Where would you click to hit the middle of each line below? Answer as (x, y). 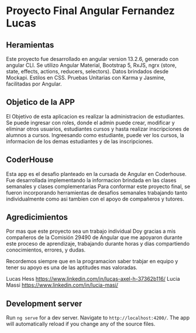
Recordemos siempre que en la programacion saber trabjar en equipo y (92, 261)
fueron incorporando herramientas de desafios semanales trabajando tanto (97, 192)
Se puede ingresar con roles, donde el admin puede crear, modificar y (90, 123)
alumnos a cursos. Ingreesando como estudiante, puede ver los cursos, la (95, 135)
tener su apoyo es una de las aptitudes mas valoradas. (72, 267)
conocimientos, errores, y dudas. (46, 250)
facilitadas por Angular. (34, 84)
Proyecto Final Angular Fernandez (90, 11)
